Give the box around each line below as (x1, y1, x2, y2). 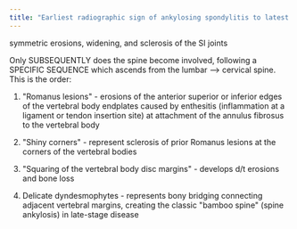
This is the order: (9, 73, 72, 85)
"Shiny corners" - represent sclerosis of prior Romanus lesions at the (21, 136, 276, 147)
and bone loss (21, 173, 75, 184)
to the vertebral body (21, 119, 100, 130)
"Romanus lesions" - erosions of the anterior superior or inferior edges (21, 91, 283, 102)
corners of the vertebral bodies (21, 146, 137, 157)
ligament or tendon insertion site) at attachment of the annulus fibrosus (21, 110, 285, 120)
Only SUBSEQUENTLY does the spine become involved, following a (9, 54, 257, 65)
